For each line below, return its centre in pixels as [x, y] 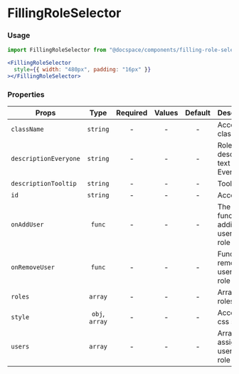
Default [198, 113]
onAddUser [27, 225]
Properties [26, 94]
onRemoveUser [33, 267]
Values [166, 113]
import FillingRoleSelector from [57, 50]
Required [132, 113]
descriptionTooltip [44, 184]
